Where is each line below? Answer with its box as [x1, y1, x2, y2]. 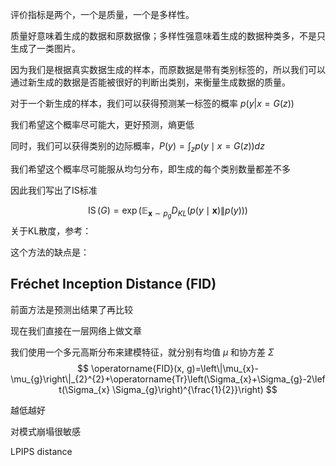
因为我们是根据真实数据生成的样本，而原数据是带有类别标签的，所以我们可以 [10, 64, 326, 75]
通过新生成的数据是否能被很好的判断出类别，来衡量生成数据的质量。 [10, 76, 291, 88]
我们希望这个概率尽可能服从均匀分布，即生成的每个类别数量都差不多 [10, 163, 291, 175]
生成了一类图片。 [10, 43, 81, 54]
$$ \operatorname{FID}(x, [77, 362, 185, 374]
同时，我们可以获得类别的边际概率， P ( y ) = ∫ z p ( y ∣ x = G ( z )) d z [10, 140, 265, 154]
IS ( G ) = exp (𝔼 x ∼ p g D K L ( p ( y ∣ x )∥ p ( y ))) [88, 204, 248, 220]
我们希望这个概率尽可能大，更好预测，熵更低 [10, 119, 195, 130]
